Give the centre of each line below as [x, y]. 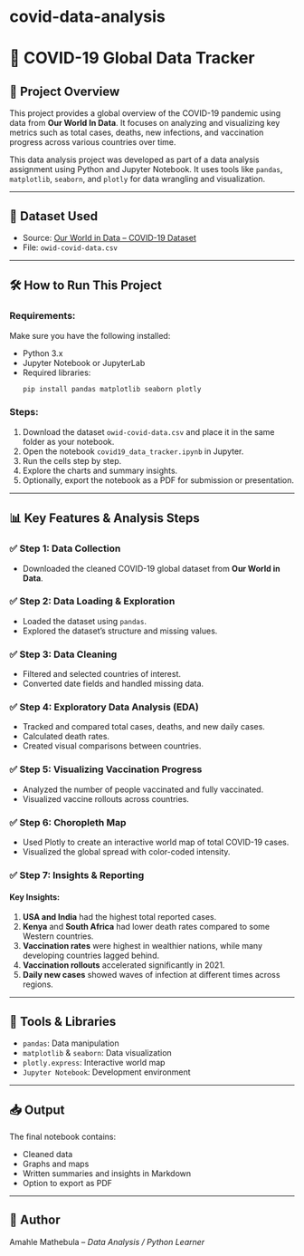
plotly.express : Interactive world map [94, 1062]
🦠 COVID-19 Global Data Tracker [132, 58]
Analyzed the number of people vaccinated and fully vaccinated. [143, 789]
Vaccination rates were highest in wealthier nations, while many [142, 946]
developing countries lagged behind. [91, 956]
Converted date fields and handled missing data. [113, 684]
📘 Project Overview [65, 91]
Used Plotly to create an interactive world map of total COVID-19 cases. [156, 842]
